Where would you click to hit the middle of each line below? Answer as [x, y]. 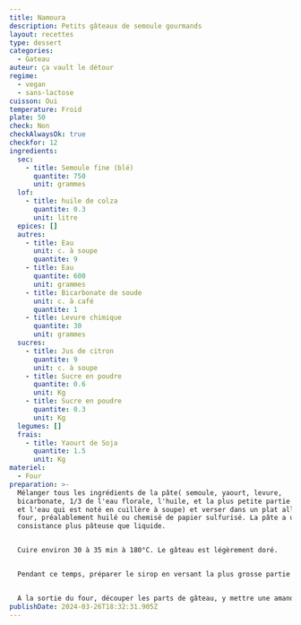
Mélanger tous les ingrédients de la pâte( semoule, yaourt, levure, [150, 493]
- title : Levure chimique [74, 318]
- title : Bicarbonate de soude [84, 292]
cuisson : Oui [34, 101]
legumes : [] [40, 426]
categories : [31, 51]
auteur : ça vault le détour [62, 68]
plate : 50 [28, 117]
